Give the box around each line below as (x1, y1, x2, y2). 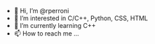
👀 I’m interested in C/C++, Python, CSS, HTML (13, 14, 149, 22)
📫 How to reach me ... (13, 29, 79, 38)
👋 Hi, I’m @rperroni (13, 7, 69, 15)
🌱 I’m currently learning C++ (13, 22, 96, 29)
